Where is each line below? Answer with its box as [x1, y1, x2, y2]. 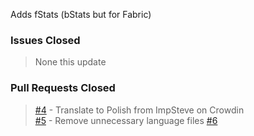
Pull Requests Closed [10, 81, 116, 95]
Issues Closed [10, 33, 81, 47]
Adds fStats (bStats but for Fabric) [10, 9, 152, 20]
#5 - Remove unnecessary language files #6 [34, 114, 218, 126]
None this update [34, 56, 107, 68]
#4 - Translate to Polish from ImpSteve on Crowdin [34, 104, 245, 116]
